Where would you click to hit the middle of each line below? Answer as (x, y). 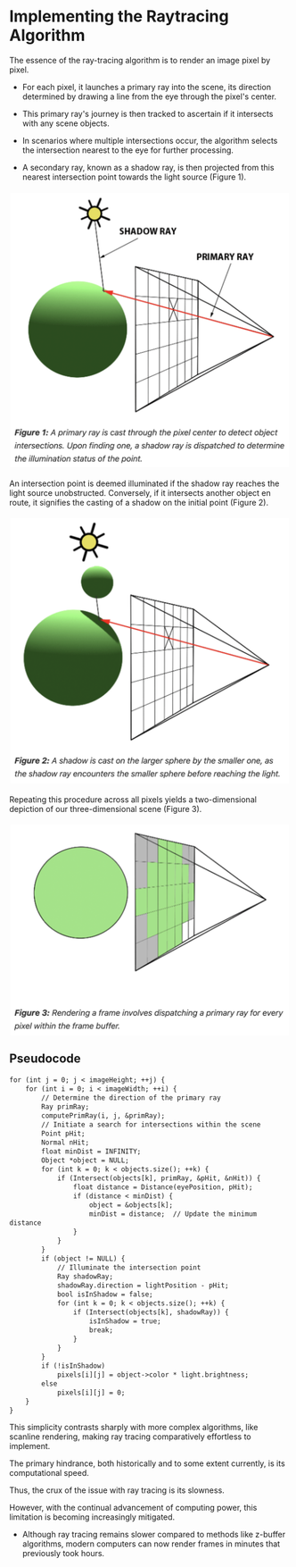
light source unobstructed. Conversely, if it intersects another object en (140, 492)
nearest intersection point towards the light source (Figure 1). (134, 177)
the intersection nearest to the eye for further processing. (128, 150)
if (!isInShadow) (73, 1366)
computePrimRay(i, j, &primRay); (103, 1116)
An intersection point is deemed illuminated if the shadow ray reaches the (144, 483)
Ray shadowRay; (85, 1277)
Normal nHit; (66, 1143)
